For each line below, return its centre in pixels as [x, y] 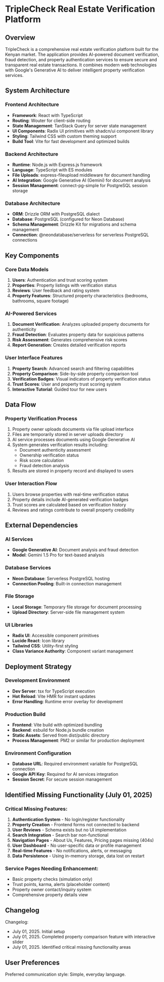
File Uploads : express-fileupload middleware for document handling [81, 175]
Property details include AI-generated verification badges [70, 499]
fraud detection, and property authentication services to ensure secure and [81, 60]
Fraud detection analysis [44, 466]
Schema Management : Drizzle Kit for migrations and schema [74, 224]
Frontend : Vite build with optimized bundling [57, 725]
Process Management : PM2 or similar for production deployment [78, 741]
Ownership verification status [49, 455]
